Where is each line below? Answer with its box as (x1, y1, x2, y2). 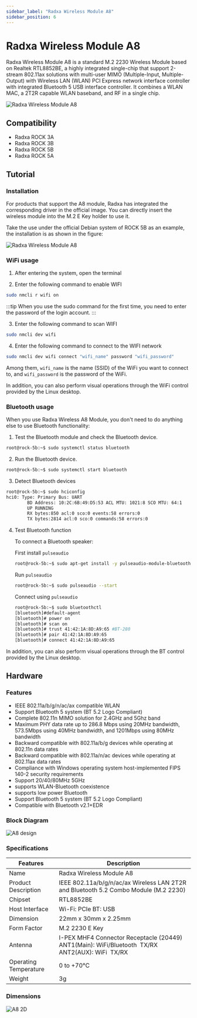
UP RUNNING (27, 505, 54, 511)
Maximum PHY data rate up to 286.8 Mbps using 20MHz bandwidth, (14, 720, 180, 727)
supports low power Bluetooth (14, 789, 88, 796)
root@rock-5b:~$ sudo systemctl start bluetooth (6, 467, 127, 473)
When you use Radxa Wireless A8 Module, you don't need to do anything (6, 416, 183, 423)
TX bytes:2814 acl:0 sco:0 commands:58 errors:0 (27, 516, 148, 522)
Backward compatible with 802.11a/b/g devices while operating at (14, 739, 173, 746)
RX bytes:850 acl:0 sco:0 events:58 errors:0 (27, 510, 141, 516)
